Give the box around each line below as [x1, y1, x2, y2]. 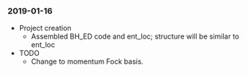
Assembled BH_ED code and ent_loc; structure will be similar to [30, 31, 240, 41]
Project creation [18, 24, 73, 33]
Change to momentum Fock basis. [30, 57, 144, 66]
